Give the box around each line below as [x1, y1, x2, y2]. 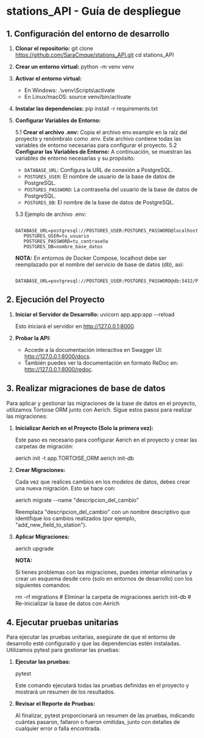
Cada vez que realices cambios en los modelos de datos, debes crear [15, 478, 191, 485]
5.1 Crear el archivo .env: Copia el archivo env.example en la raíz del [15, 129, 188, 135]
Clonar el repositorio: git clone [15, 45, 93, 52]
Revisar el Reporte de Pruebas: [15, 700, 96, 708]
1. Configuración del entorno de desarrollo [6, 29, 170, 39]
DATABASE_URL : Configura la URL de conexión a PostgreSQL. [24, 167, 173, 173]
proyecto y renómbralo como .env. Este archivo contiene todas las [15, 135, 181, 142]
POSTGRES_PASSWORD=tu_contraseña [23, 238, 108, 245]
